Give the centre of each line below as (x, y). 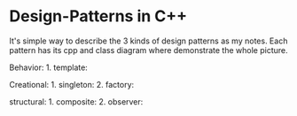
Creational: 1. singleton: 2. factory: (72, 84)
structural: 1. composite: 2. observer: (76, 101)
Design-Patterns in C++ (98, 16)
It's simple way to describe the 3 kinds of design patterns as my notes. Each (148, 41)
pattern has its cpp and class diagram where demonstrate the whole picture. (148, 50)
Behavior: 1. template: (49, 67)
